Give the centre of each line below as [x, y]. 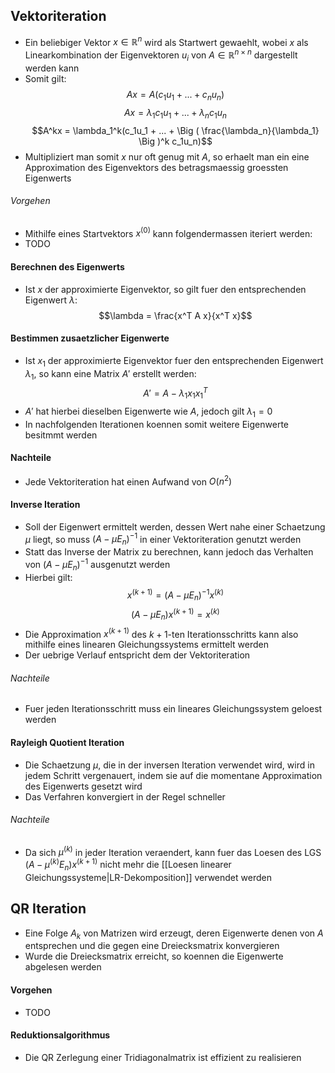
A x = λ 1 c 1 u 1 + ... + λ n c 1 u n [175, 113]
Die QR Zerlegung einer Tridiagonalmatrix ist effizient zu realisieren [163, 1057]
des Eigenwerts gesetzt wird [83, 786]
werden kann [52, 68]
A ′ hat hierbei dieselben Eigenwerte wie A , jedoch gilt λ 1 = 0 [148, 412]
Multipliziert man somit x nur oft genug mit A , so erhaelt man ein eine [167, 156]
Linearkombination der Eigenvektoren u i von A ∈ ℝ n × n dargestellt [161, 55]
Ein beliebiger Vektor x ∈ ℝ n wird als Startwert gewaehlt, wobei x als [166, 41]
